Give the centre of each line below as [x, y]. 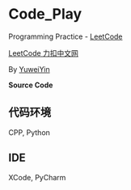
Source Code [31, 85]
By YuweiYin [29, 69]
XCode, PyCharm [37, 177]
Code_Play [45, 14]
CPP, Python [30, 132]
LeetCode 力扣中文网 [44, 53]
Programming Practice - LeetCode [65, 36]
